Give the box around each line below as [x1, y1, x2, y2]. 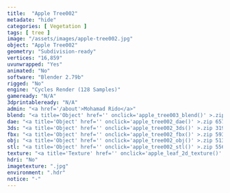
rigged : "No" [7, 80, 44, 87]
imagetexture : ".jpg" [7, 162, 69, 170]
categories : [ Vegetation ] [7, 23, 88, 29]
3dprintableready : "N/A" [7, 99, 78, 106]
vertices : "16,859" [7, 55, 63, 62]
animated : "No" [7, 67, 51, 74]
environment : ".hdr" [7, 169, 66, 176]
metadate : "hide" [7, 16, 57, 23]
